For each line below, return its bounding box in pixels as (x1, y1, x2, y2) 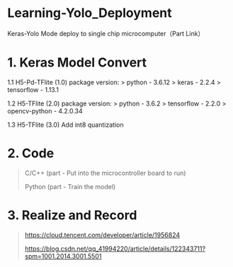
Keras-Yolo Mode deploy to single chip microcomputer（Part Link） (7, 29, 205, 38)
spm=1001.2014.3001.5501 (24, 251, 102, 260)
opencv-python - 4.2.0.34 (7, 106, 83, 115)
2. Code (7, 145, 55, 161)
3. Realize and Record (7, 208, 137, 223)
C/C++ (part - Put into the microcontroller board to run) (24, 169, 186, 177)
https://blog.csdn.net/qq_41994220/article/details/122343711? (24, 244, 206, 253)
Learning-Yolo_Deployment (7, 5, 172, 21)
